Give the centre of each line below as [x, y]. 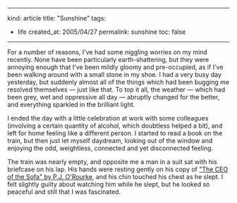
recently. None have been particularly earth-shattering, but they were [108, 60]
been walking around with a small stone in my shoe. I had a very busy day [115, 74]
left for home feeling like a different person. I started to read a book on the [115, 133]
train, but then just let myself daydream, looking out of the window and [110, 141]
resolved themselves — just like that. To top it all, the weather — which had [116, 90]
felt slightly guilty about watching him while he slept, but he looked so [109, 184]
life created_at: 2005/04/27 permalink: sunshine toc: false [102, 32]
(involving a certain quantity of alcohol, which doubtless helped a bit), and [115, 125]
